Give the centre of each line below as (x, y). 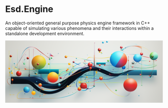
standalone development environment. (45, 33)
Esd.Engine (29, 9)
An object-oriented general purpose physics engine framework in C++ (78, 23)
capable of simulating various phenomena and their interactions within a (79, 28)
